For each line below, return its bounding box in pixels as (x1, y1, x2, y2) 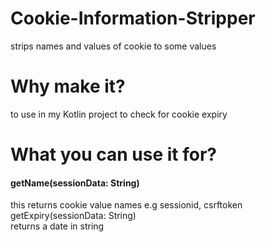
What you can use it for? (10, 143, 217, 166)
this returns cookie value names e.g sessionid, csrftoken (10, 199, 243, 211)
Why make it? (10, 75, 126, 98)
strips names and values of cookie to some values (10, 40, 217, 52)
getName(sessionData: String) (10, 177, 140, 189)
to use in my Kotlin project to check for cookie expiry (10, 108, 228, 120)
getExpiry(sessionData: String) (10, 210, 137, 222)
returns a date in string (10, 220, 105, 232)
